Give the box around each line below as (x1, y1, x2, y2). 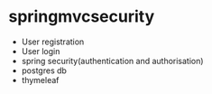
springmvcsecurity (8, 6, 155, 27)
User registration (21, 36, 85, 47)
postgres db (21, 65, 67, 76)
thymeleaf (21, 74, 60, 85)
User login (21, 45, 60, 56)
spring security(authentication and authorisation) (21, 55, 204, 66)
